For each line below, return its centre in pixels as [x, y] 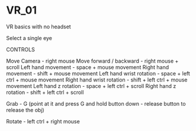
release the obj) [25, 110]
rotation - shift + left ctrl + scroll [45, 92]
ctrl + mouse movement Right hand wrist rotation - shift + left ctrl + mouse [97, 80]
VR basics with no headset [38, 27]
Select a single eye [29, 38]
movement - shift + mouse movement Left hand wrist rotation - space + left [98, 73]
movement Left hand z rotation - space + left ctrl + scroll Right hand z [91, 86]
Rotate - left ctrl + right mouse [43, 121]
